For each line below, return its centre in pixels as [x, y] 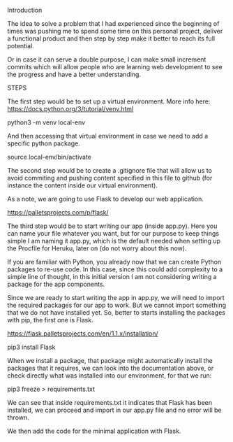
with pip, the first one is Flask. [50, 320]
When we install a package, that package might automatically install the [110, 361]
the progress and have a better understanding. [74, 74]
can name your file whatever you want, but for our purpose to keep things [113, 233]
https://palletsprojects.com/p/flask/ [58, 212]
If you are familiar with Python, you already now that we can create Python [114, 262]
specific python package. [44, 143]
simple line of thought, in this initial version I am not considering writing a [112, 277]
